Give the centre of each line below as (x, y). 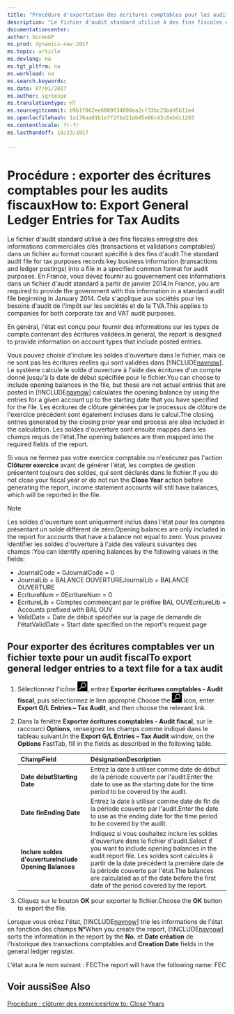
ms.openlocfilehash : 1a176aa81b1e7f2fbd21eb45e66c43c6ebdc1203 (101, 118)
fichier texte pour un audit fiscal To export (99, 657)
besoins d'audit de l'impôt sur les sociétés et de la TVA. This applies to (108, 306)
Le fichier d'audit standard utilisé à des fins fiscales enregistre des (103, 239)
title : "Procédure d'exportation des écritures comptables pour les (109, 15)
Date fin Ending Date (50, 812)
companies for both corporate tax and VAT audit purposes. (92, 314)
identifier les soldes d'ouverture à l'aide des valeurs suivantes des (102, 544)
